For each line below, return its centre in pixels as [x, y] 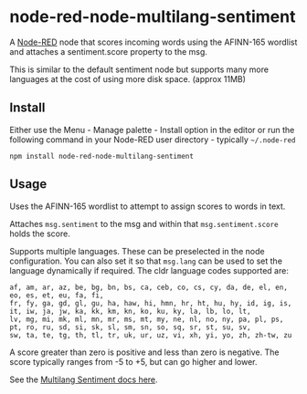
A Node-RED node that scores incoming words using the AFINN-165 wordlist [153, 42]
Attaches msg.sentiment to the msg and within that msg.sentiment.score [144, 223]
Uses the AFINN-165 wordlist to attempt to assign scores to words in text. [148, 206]
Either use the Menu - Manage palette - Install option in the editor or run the [152, 130]
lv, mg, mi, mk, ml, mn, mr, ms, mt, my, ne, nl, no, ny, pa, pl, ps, [147, 319]
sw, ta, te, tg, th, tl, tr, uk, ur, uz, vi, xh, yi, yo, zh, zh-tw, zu [151, 335]
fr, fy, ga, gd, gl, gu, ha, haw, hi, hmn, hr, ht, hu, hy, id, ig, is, [151, 303]
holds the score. [40, 233]
